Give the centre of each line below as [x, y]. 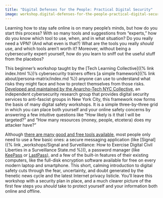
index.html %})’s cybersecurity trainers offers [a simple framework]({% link [80, 73]
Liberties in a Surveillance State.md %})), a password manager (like [73, 150]
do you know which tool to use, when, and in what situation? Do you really [79, 38]
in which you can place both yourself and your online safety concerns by [78, 109]
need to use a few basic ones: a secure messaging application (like [72, 139]
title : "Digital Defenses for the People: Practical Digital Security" [79, 9]
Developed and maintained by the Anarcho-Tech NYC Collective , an [73, 89]
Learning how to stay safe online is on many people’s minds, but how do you [81, 28]
